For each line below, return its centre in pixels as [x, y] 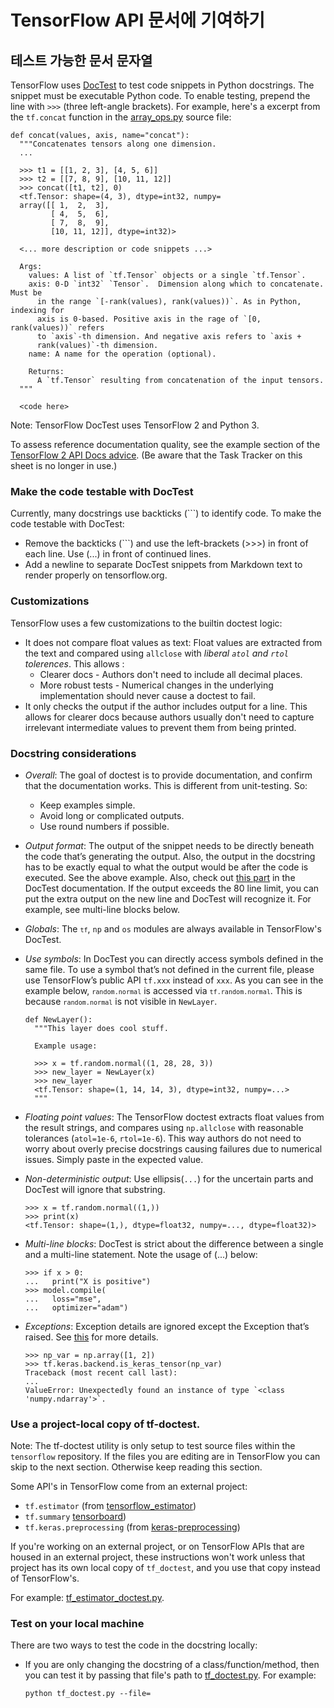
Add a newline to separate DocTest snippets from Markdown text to [163, 565]
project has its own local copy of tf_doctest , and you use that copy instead [165, 1568]
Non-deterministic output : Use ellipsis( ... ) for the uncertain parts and [169, 1178]
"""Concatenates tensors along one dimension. [118, 144]
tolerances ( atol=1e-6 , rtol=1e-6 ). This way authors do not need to [163, 1138]
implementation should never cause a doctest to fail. [147, 695]
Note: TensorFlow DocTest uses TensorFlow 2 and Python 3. [135, 425]
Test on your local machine [77, 1624]
